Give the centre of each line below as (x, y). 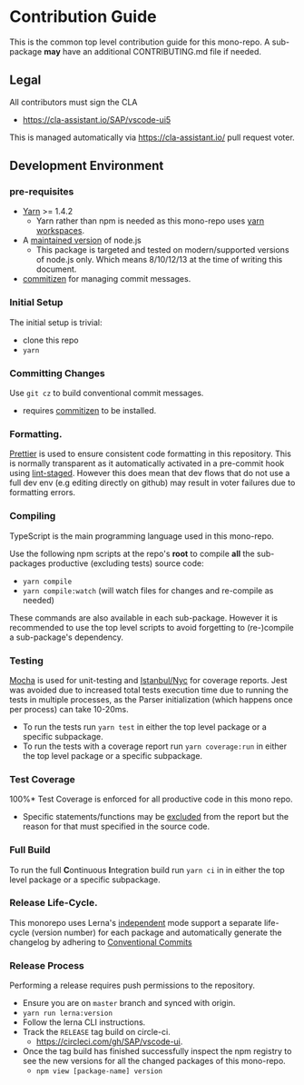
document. (56, 269)
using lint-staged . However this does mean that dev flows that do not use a (150, 473)
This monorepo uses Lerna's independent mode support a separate (136, 922)
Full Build (30, 850)
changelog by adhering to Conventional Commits (101, 941)
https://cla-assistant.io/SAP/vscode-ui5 (97, 119)
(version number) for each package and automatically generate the (157, 932)
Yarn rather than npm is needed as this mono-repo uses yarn (150, 221)
